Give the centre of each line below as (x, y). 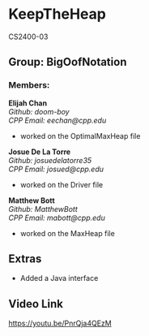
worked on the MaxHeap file (67, 233)
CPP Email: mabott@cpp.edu (57, 218)
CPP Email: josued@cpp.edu (56, 169)
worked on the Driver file (62, 184)
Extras (25, 259)
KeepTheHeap (57, 14)
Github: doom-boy (39, 111)
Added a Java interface (59, 278)
